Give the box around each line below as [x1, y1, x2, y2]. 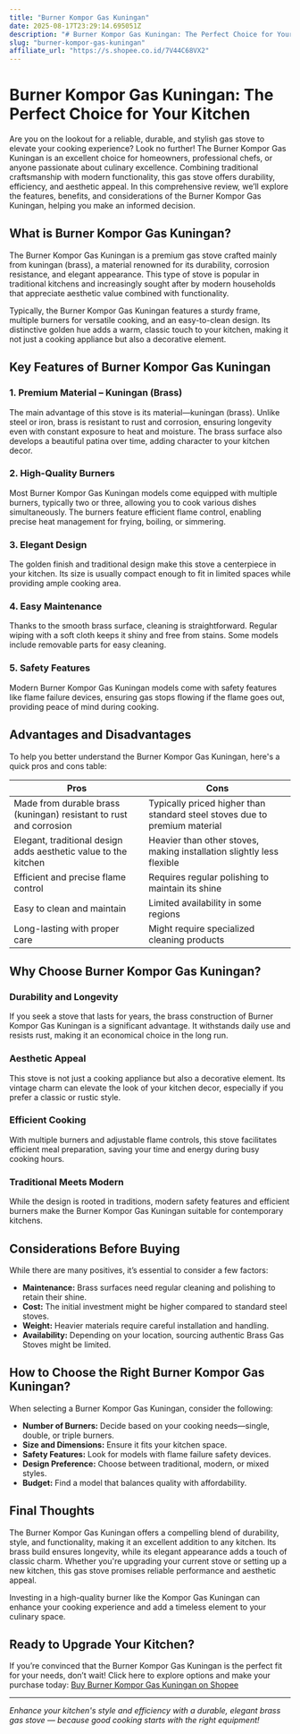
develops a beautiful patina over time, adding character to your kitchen [9, 435, 271, 446]
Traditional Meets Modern [9, 1175, 125, 1188]
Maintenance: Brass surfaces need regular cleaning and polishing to [21, 1282, 276, 1293]
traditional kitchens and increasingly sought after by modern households [9, 278, 277, 289]
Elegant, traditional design [13, 833, 123, 846]
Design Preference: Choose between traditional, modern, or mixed [21, 1458, 270, 1469]
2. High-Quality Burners [9, 467, 115, 480]
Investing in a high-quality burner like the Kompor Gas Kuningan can [9, 1592, 261, 1602]
